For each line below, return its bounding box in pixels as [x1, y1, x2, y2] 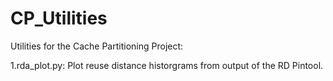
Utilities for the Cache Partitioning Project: [10, 40, 184, 52]
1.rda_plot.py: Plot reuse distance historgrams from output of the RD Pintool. [10, 59, 324, 71]
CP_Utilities [10, 7, 108, 30]
